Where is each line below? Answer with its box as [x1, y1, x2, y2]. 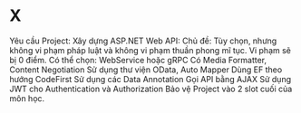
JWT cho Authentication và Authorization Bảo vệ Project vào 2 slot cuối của [9, 83, 293, 94]
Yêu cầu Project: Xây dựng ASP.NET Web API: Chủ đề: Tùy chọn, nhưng [9, 35, 277, 46]
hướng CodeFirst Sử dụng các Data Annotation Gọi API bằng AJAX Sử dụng [9, 73, 292, 84]
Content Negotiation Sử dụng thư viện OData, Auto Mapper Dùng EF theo [9, 64, 283, 75]
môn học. [9, 92, 45, 104]
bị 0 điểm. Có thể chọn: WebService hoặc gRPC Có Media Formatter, [9, 54, 267, 65]
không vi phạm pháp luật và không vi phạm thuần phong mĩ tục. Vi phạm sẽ [9, 44, 292, 55]
